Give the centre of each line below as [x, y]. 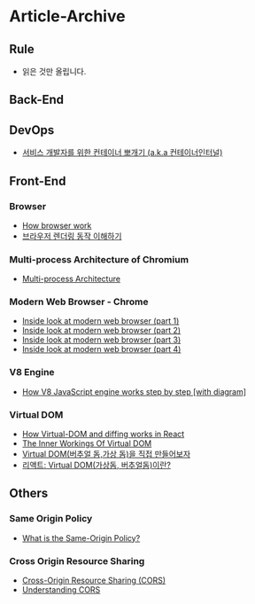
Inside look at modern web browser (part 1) [100, 321]
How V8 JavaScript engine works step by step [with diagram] [134, 391]
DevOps [32, 130]
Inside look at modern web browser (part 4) [101, 349]
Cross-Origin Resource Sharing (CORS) [94, 580]
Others [29, 494]
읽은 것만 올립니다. [54, 71]
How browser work [57, 225]
